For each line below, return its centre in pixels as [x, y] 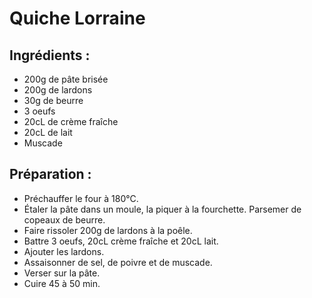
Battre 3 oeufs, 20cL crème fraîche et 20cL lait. [121, 241]
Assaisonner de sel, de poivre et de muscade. [118, 262]
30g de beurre [53, 100]
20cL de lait [48, 132]
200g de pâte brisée [66, 79]
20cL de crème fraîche [71, 121]
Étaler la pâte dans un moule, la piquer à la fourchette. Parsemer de [162, 209]
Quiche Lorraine [77, 18]
